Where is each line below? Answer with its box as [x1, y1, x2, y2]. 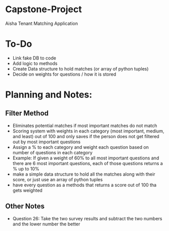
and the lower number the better [12, 221, 80, 227]
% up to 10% [12, 166, 39, 172]
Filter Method [5, 109, 49, 118]
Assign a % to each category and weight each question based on [12, 144, 149, 150]
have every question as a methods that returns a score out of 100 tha [12, 182, 157, 188]
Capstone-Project [5, 4, 82, 15]
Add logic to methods [12, 60, 58, 67]
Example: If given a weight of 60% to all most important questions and [12, 155, 159, 161]
